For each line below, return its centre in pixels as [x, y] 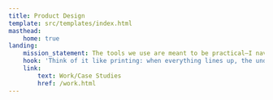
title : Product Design [47, 16]
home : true [41, 38]
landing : [23, 46]
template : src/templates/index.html [70, 23]
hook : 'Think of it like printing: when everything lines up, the [138, 61]
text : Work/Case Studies [80, 76]
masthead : [25, 31]
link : [32, 69]
